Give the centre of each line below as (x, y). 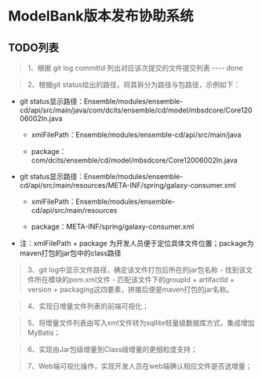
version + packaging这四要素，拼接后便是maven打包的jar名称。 (130, 289)
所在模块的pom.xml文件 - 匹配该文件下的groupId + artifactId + (135, 279)
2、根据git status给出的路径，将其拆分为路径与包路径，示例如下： (134, 84)
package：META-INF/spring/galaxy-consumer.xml (113, 226)
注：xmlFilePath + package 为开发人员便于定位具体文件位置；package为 (136, 243)
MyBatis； (44, 332)
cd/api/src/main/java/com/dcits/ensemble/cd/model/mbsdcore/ (122, 110)
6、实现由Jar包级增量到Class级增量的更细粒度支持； (112, 349)
